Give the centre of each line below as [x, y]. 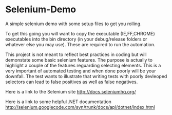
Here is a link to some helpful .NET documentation [59, 102]
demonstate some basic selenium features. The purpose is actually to [79, 60]
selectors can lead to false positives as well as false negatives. [72, 82]
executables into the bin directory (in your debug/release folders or [76, 39]
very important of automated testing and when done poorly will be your [81, 71]
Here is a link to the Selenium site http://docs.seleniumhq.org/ [71, 91]
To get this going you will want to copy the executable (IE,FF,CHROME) [80, 33]
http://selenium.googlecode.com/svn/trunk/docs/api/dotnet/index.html [80, 107]
